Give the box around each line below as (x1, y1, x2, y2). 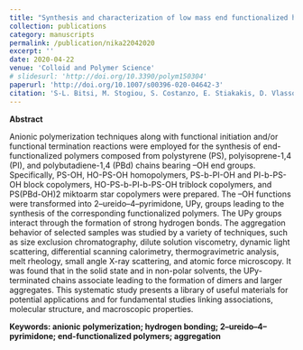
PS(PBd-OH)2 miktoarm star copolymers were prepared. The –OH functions (9, 189, 291, 199)
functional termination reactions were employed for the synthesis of (9, 141, 262, 152)
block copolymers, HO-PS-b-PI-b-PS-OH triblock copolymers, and (23, 179, 272, 189)
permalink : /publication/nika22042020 (9, 38, 155, 48)
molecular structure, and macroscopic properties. (9, 303, 194, 314)
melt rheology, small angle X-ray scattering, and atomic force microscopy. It (9, 255, 291, 266)
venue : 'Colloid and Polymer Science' (9, 64, 155, 73)
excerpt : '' (9, 47, 54, 56)
